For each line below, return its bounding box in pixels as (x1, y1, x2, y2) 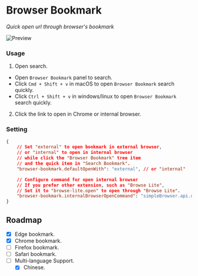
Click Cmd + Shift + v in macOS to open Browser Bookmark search (14, 80, 175, 87)
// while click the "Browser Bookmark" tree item (16, 155, 141, 161)
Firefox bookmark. (14, 244, 60, 251)
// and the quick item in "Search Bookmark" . (16, 160, 131, 167)
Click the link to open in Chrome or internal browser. (14, 110, 141, 118)
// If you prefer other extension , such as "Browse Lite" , (16, 182, 165, 188)
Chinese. (23, 264, 45, 271)
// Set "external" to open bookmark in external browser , (16, 144, 162, 150)
